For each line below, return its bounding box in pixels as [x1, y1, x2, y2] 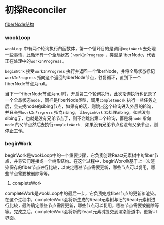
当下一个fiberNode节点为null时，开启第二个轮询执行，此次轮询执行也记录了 [5, 91, 157, 97]
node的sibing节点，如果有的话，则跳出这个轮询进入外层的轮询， [26, 103, 156, 109]
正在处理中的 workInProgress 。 [5, 58, 67, 64]
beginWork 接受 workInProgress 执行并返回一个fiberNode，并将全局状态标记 [5, 68, 155, 74]
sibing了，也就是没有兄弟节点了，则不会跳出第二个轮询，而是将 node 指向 [5, 115, 151, 121]
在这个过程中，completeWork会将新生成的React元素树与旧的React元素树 [5, 196, 151, 202]
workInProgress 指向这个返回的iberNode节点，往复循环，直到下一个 [5, 74, 142, 81]
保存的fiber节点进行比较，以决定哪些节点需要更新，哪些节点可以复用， [9, 164, 151, 170]
